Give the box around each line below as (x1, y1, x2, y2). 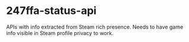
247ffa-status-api (6, 4, 97, 17)
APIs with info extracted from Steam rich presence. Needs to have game (6, 23, 184, 30)
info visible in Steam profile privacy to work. (6, 29, 114, 36)
